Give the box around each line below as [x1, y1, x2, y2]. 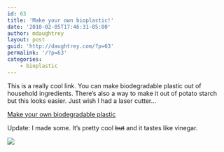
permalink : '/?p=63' [7, 50, 68, 57]
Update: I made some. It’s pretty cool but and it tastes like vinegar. [7, 123, 198, 132]
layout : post [7, 36, 45, 43]
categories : [7, 56, 42, 63]
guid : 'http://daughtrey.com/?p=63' [7, 43, 114, 50]
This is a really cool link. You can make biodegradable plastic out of [7, 81, 202, 90]
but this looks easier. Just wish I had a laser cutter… [7, 96, 157, 105]
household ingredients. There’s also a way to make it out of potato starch [7, 89, 218, 97]
